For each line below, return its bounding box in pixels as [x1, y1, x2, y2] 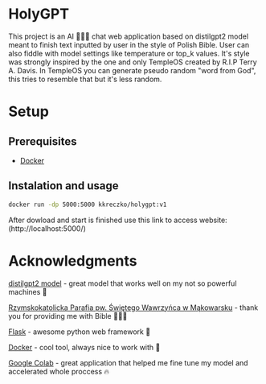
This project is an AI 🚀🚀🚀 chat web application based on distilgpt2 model [8, 31, 249, 41]
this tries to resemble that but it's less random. [8, 74, 162, 84]
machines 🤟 [8, 287, 47, 296]
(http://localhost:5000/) [8, 223, 87, 233]
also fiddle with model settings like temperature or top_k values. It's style [8, 48, 250, 58]
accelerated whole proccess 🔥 [8, 366, 110, 376]
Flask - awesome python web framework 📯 [8, 327, 151, 337]
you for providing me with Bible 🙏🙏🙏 [8, 311, 128, 320]
